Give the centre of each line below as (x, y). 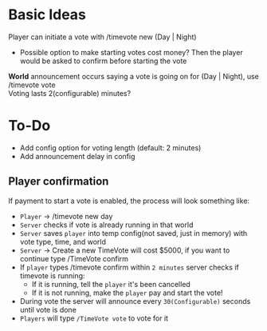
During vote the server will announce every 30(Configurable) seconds (135, 301)
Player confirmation (59, 181)
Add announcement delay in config (77, 156)
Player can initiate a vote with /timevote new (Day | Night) (102, 37)
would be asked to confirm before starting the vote (103, 61)
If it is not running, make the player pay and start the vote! (127, 293)
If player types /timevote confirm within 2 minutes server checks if (129, 267)
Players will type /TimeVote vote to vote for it (94, 318)
